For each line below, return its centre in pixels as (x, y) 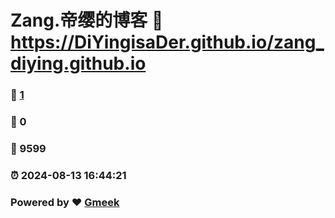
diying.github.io (78, 63)
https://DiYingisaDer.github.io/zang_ (167, 42)
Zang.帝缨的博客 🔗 (87, 20)
